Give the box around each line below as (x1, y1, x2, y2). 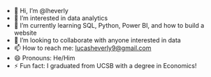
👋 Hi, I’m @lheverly (13, 7, 68, 15)
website (13, 28, 37, 37)
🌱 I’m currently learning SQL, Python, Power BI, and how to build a (13, 22, 205, 29)
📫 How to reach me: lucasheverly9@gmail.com (13, 44, 152, 52)
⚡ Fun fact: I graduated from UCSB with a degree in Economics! (13, 62, 197, 69)
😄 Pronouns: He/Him (13, 54, 75, 62)
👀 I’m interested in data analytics (13, 14, 108, 22)
